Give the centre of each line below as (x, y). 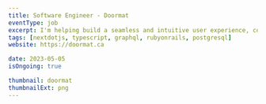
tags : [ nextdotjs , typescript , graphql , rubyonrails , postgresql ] (120, 37)
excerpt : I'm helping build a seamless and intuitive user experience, (129, 30)
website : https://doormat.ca (56, 45)
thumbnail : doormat (40, 80)
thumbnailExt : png (38, 87)
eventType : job (33, 23)
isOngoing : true (35, 67)
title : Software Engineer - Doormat (68, 15)
